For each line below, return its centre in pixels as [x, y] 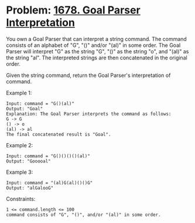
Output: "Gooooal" [28, 161]
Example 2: [20, 145]
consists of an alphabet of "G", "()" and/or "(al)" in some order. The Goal [93, 45]
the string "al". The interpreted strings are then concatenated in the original [97, 58]
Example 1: [19, 93]
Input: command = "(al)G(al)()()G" [49, 183]
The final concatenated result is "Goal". [59, 134]
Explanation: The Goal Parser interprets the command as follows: [89, 114]
